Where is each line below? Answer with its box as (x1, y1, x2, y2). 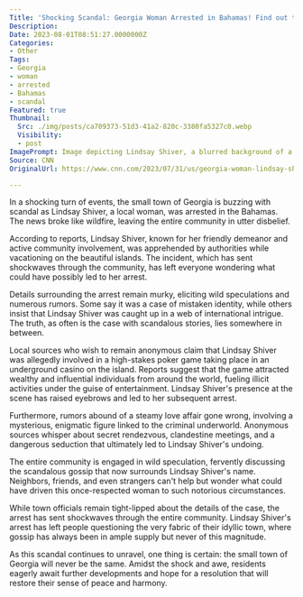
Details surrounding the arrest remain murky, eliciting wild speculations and (9, 289, 290, 300)
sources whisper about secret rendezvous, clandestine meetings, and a (9, 429, 275, 440)
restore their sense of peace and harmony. (9, 578, 169, 589)
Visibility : (17, 131, 63, 140)
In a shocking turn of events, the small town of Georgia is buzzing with (9, 197, 271, 207)
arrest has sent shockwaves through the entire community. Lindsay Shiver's (9, 512, 291, 523)
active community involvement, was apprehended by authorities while (9, 243, 270, 253)
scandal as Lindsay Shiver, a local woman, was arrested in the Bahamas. (9, 207, 279, 217)
